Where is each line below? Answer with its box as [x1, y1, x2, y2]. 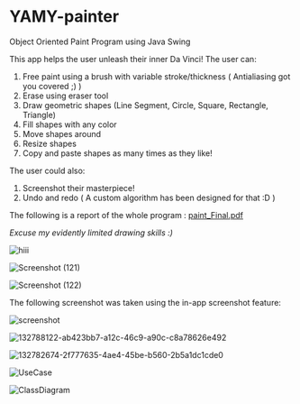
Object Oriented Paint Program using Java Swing [9, 36, 191, 47]
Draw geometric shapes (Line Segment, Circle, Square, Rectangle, [22, 99, 268, 110]
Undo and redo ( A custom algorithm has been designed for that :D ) [22, 192, 276, 203]
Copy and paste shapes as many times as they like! [22, 147, 214, 159]
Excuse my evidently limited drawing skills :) [9, 227, 174, 238]
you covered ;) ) [22, 80, 82, 91]
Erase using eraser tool [22, 90, 109, 101]
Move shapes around [22, 128, 102, 139]
